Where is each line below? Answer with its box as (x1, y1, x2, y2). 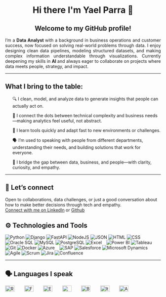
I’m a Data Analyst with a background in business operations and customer (5, 37, 162, 43)
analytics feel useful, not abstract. (33, 118, 102, 124)
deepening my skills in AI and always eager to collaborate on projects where (5, 58, 162, 64)
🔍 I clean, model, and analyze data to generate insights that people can (12, 96, 159, 102)
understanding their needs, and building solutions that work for (12, 144, 141, 150)
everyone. (12, 149, 33, 155)
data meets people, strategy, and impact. (5, 64, 89, 69)
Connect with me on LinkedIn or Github (5, 207, 85, 213)
